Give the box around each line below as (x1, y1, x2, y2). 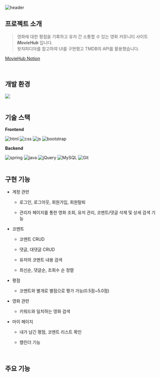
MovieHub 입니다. (17, 39, 53, 46)
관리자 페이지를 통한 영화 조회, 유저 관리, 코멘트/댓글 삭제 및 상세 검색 (19, 210, 151, 215)
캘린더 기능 (19, 340, 40, 345)
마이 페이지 (12, 319, 34, 325)
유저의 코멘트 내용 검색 (19, 257, 63, 263)
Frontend (5, 127, 24, 132)
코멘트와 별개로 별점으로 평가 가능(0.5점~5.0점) (19, 288, 109, 294)
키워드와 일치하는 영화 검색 (19, 309, 71, 314)
